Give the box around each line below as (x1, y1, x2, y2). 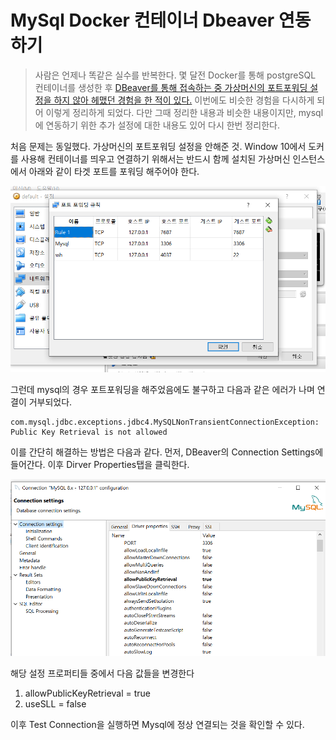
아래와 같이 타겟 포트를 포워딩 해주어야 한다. (28, 165, 200, 177)
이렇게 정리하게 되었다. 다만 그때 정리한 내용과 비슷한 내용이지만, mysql (45, 106, 324, 118)
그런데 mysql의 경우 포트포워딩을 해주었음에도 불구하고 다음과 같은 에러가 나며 (10, 383, 315, 395)
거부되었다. (28, 396, 73, 408)
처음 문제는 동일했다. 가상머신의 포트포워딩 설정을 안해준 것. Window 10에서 (10, 140, 307, 152)
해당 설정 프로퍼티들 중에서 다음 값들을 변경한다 (10, 667, 195, 680)
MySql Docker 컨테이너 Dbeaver (10, 9, 275, 32)
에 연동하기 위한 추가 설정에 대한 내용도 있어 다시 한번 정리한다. (34, 119, 280, 131)
